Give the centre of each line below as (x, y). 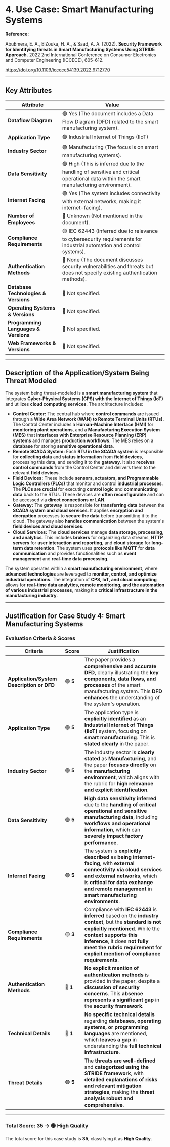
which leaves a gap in (111, 1040)
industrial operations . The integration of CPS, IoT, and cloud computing (81, 579)
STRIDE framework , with (114, 1073)
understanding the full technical (123, 1046)
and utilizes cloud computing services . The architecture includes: (74, 404)
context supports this (111, 935)
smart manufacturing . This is (120, 738)
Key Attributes (29, 90)
